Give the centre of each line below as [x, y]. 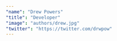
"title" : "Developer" [33, 17]
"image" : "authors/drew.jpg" [43, 23]
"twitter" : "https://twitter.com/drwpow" [59, 29]
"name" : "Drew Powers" [34, 12]
